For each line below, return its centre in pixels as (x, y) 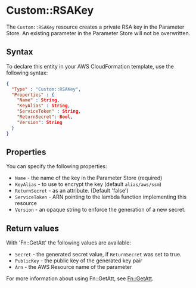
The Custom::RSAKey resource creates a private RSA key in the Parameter (95, 27)
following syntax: (27, 73)
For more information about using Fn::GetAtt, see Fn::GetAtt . (80, 278)
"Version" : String (40, 122)
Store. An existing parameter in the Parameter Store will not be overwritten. (98, 33)
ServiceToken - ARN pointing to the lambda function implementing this (100, 197)
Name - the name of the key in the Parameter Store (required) (88, 178)
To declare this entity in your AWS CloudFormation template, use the (90, 66)
